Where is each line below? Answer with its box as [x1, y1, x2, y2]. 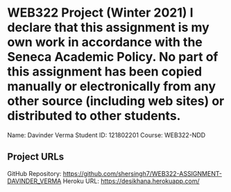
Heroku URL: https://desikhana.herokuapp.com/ [62, 177, 200, 185]
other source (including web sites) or [7, 94, 225, 109]
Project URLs [7, 151, 65, 163]
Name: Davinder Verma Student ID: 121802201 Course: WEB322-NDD [7, 130, 206, 139]
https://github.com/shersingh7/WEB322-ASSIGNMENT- [62, 169, 222, 177]
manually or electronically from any [7, 78, 216, 94]
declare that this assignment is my [7, 19, 209, 35]
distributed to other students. [7, 108, 181, 124]
